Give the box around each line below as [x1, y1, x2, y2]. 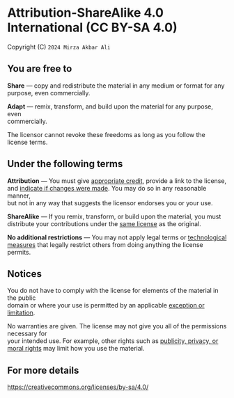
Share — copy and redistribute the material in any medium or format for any [7, 81, 225, 90]
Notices [7, 268, 42, 280]
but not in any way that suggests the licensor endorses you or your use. [7, 198, 214, 207]
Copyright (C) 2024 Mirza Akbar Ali [7, 42, 111, 51]
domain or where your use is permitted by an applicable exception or [7, 301, 205, 310]
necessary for [7, 329, 47, 338]
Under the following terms [7, 158, 123, 170]
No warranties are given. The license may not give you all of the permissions [7, 322, 227, 331]
